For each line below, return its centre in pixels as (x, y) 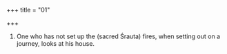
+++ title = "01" (28, 10)
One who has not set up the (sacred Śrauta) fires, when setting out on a (118, 36)
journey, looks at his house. (55, 43)
